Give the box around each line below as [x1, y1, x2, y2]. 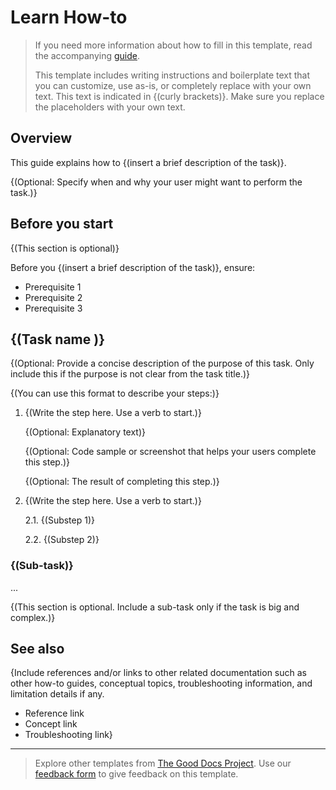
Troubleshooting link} [24, 729, 113, 741]
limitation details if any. [10, 688, 105, 700]
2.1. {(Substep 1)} [24, 514, 96, 526]
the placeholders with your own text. [34, 101, 186, 113]
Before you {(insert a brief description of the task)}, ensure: [10, 261, 256, 273]
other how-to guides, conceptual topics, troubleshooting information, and [10, 677, 313, 690]
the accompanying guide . [34, 49, 141, 61]
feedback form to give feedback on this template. [34, 768, 239, 780]
